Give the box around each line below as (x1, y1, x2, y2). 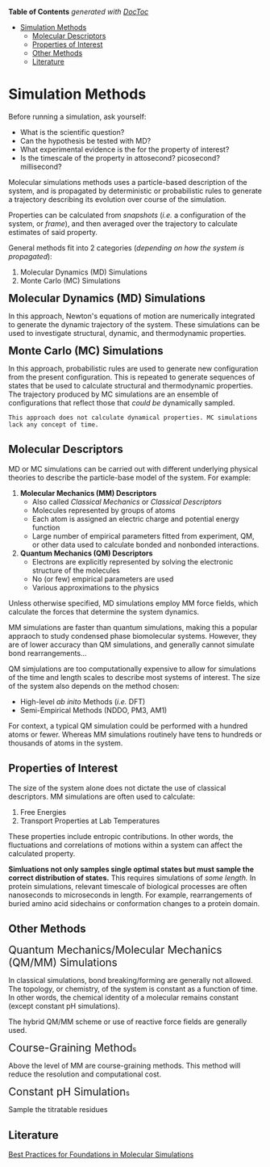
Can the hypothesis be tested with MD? (19, 136, 152, 145)
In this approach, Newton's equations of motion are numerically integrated (8, 311, 255, 321)
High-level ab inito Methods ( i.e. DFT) (19, 696, 146, 706)
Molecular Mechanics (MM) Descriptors (19, 488, 157, 497)
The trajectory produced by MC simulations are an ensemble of (8, 389, 219, 399)
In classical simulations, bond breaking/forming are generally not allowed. (8, 976, 253, 985)
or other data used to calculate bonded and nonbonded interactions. (31, 539, 260, 549)
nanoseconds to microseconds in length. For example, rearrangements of (8, 890, 252, 900)
